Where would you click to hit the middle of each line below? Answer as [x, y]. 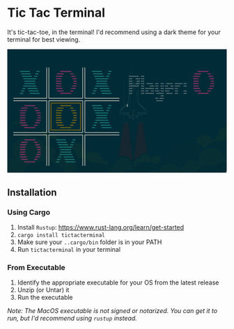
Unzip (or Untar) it [43, 290]
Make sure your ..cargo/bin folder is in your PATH [89, 242]
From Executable [37, 268]
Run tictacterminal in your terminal [69, 250]
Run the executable [45, 298]
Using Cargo [29, 212]
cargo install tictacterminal [61, 235]
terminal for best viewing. [44, 39]
